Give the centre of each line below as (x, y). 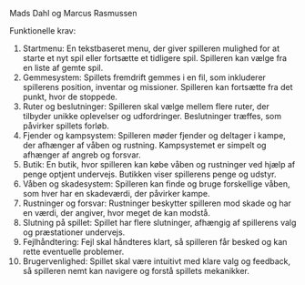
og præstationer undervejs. (74, 232)
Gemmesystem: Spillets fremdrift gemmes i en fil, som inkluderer (144, 77)
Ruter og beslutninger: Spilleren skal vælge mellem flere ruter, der (146, 107)
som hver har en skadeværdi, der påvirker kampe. (116, 193)
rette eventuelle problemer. (73, 251)
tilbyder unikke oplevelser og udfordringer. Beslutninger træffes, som (152, 116)
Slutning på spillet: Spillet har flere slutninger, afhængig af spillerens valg (159, 223)
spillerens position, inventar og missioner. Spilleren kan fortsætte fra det (158, 87)
